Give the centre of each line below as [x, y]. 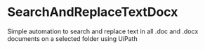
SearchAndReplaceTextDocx [93, 12]
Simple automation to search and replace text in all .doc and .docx [103, 31]
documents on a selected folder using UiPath [73, 38]
